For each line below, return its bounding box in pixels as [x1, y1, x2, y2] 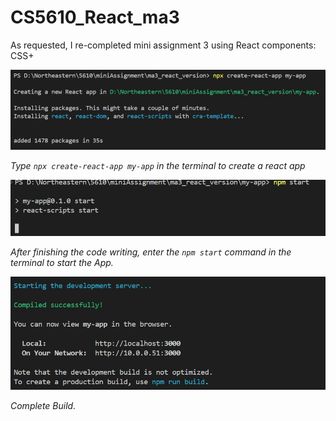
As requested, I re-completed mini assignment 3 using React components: [10, 39, 317, 51]
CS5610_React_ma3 [10, 6, 180, 29]
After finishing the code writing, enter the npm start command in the [10, 246, 292, 258]
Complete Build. [10, 400, 77, 411]
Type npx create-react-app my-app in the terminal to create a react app [10, 159, 306, 171]
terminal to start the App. [10, 257, 114, 269]
